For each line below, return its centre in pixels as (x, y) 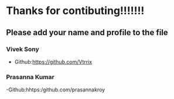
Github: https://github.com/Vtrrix (53, 62)
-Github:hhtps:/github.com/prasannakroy (56, 90)
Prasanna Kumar (30, 77)
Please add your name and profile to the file (87, 33)
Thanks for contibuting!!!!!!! (75, 11)
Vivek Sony (23, 49)
